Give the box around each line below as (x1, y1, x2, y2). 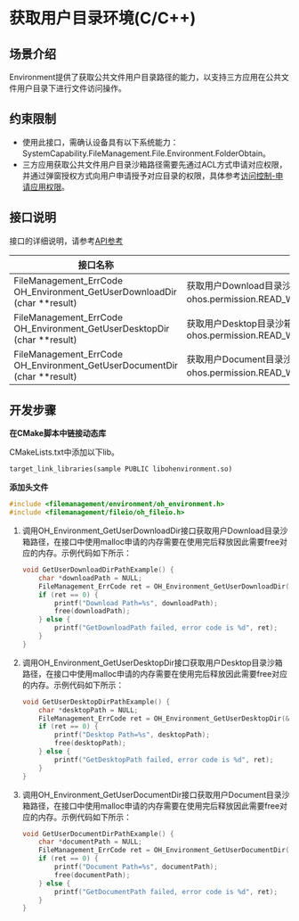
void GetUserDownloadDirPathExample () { (21, 565, 174, 575)
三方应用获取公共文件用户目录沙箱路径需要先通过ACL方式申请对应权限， (21, 159, 287, 169)
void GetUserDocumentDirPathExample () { (21, 829, 174, 838)
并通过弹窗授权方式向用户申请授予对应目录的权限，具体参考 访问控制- (21, 170, 276, 181)
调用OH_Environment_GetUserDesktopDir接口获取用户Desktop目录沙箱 (21, 657, 283, 668)
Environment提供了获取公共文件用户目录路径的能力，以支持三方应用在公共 (9, 72, 282, 82)
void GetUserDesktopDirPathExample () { (21, 697, 171, 706)
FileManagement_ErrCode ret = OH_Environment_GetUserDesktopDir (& (38, 714, 290, 723)
